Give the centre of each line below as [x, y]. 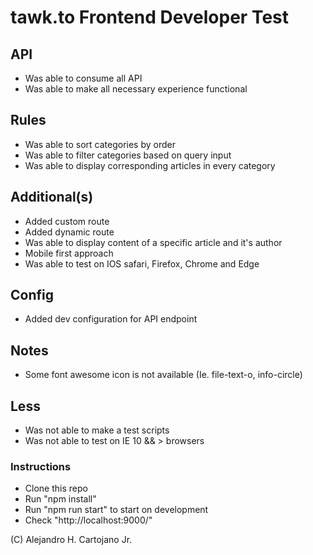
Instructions [41, 466]
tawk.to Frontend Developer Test [150, 17]
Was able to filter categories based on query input [128, 155]
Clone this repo [56, 488]
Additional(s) [52, 197]
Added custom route [67, 221]
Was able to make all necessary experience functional [136, 89]
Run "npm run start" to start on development [116, 510]
